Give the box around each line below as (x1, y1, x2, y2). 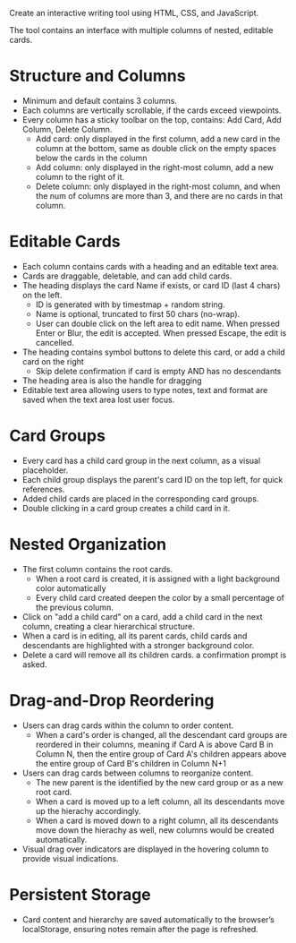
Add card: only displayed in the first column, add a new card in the (35, 133, 281, 144)
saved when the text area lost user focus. (21, 394, 175, 405)
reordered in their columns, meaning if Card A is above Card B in (35, 739, 274, 750)
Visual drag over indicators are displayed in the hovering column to (21, 844, 269, 854)
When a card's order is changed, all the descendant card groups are (35, 729, 288, 740)
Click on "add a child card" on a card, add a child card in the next (21, 611, 263, 622)
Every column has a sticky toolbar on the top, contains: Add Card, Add (21, 114, 282, 124)
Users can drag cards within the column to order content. (21, 720, 234, 731)
